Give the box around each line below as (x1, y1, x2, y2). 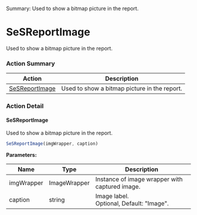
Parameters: (6, 152, 37, 159)
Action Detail (6, 102, 44, 110)
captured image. (95, 183, 141, 191)
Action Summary (6, 59, 55, 67)
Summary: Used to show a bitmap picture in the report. (6, 5, 139, 12)
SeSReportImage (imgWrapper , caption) (6, 141, 98, 147)
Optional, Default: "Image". (95, 199, 169, 207)
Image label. (95, 192, 129, 200)
